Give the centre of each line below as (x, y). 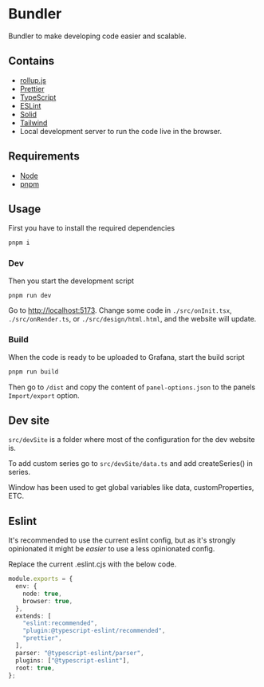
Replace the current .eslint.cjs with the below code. (93, 564)
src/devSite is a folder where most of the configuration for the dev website (132, 440)
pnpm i (19, 243)
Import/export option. (44, 395)
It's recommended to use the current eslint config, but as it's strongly (122, 540)
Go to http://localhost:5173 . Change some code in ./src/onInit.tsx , (120, 310)
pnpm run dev (30, 295)
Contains (31, 61)
